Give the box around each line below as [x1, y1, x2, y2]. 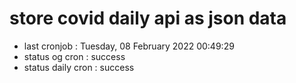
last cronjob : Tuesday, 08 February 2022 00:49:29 [23, 40, 235, 52]
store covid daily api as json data [9, 7, 287, 30]
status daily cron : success [23, 61, 135, 73]
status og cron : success [23, 50, 126, 62]
